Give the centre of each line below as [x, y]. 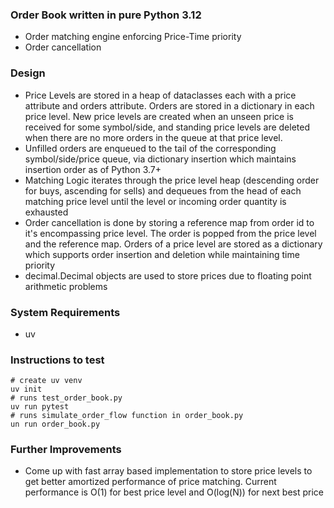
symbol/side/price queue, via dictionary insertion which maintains [160, 159]
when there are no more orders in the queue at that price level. [153, 137]
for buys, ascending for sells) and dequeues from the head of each [163, 190]
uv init [26, 389]
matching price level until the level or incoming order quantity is [155, 201]
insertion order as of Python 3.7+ [93, 169]
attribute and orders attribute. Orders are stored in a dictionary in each [169, 105]
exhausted [46, 212]
